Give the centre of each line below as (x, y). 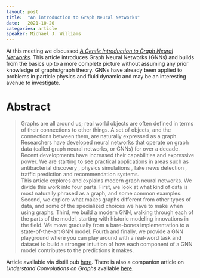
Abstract (28, 107)
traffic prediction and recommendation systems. (80, 175)
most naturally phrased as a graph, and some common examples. (101, 193)
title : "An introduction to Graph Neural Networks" (73, 17)
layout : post (22, 12)
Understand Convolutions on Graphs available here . (70, 268)
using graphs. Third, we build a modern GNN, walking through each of (107, 212)
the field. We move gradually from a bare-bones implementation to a (105, 225)
